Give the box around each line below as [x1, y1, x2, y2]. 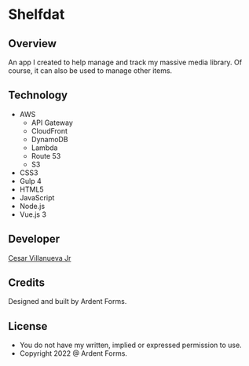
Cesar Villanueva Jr [8, 253, 71, 262]
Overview [8, 37, 57, 50]
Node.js [19, 201, 46, 210]
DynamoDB [31, 134, 68, 144]
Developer [8, 232, 60, 246]
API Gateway [31, 118, 73, 127]
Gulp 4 [19, 176, 42, 185]
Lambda [31, 143, 58, 152]
